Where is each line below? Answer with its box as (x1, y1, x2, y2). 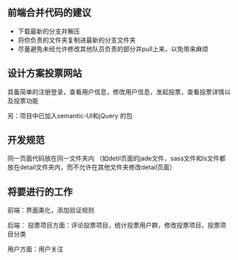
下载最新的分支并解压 (17, 27, 80, 35)
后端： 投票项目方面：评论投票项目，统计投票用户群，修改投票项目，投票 (7, 221, 220, 230)
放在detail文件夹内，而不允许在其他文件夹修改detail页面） (7, 163, 176, 171)
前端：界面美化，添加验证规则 (7, 206, 94, 215)
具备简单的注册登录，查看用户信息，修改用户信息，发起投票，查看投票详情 (7, 87, 225, 96)
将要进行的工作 (7, 186, 73, 198)
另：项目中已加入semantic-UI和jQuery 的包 (7, 111, 133, 120)
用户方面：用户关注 (7, 245, 64, 254)
